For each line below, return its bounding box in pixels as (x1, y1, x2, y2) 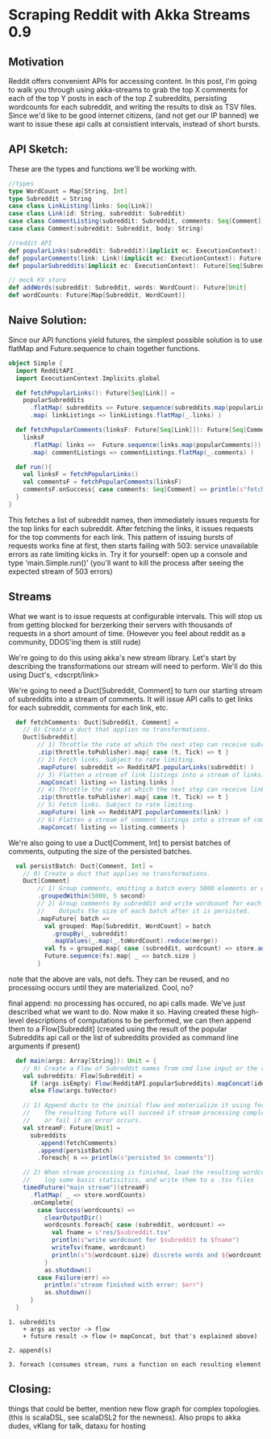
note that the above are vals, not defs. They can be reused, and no (8, 974, 230, 984)
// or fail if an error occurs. (23, 1116, 143, 1125)
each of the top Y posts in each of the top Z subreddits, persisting (8, 94, 227, 102)
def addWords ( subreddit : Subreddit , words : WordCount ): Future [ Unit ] (8, 284, 248, 292)
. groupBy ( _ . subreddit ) (51, 930, 128, 938)
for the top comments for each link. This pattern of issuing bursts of (8, 532, 234, 542)
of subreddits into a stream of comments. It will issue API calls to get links (8, 694, 253, 704)
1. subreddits (8, 1318, 56, 1326)
